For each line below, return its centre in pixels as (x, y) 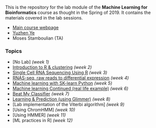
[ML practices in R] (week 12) (42, 120)
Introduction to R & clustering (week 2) (52, 67)
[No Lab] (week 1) (31, 62)
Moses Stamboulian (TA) (38, 38)
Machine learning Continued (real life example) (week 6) (70, 88)
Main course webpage (35, 27)
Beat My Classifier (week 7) (41, 94)
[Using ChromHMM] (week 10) (44, 110)
